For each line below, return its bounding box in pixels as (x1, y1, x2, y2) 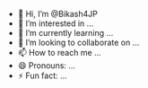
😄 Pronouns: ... (17, 60, 76, 71)
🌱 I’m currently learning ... (17, 28, 114, 38)
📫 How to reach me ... (17, 48, 101, 57)
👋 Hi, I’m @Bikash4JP (17, 9, 99, 19)
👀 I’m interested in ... (17, 18, 94, 29)
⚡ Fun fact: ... (17, 70, 67, 81)
